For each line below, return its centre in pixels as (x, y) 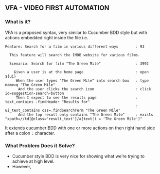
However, (22, 166)
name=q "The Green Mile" (30, 85)
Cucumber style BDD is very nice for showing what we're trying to (78, 156)
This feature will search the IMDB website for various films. (75, 55)
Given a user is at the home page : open (81, 72)
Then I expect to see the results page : (77, 97)
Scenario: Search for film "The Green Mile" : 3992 (79, 63)
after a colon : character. (30, 133)
